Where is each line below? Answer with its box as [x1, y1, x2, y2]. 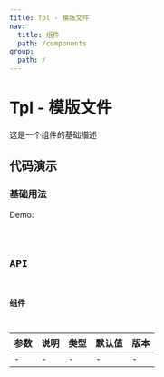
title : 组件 [17, 30, 61, 39]
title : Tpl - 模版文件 [9, 13, 90, 23]
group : [9, 47, 34, 56]
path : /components [17, 38, 88, 48]
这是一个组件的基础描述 [9, 129, 97, 140]
